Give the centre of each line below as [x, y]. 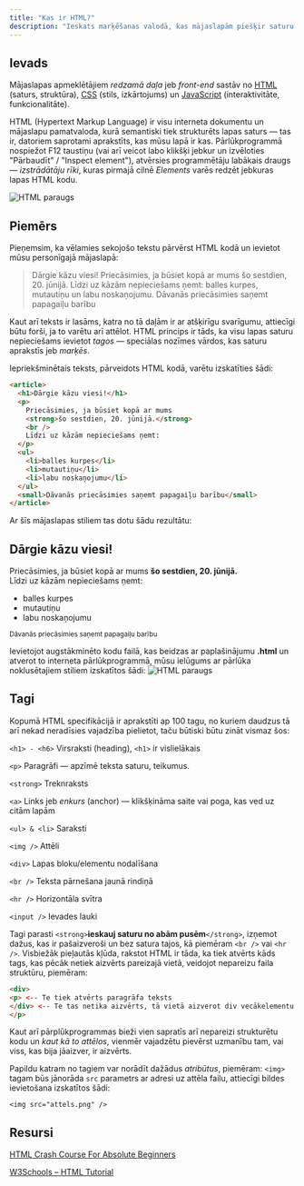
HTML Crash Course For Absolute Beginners [93, 1154]
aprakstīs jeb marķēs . [50, 351]
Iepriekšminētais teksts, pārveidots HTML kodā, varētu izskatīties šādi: [142, 368]
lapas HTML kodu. [44, 180]
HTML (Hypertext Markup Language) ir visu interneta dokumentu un [137, 122]
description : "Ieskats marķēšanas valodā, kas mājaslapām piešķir [137, 26]
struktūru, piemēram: [49, 972]
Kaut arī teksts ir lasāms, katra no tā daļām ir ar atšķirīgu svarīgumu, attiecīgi [152, 322]
